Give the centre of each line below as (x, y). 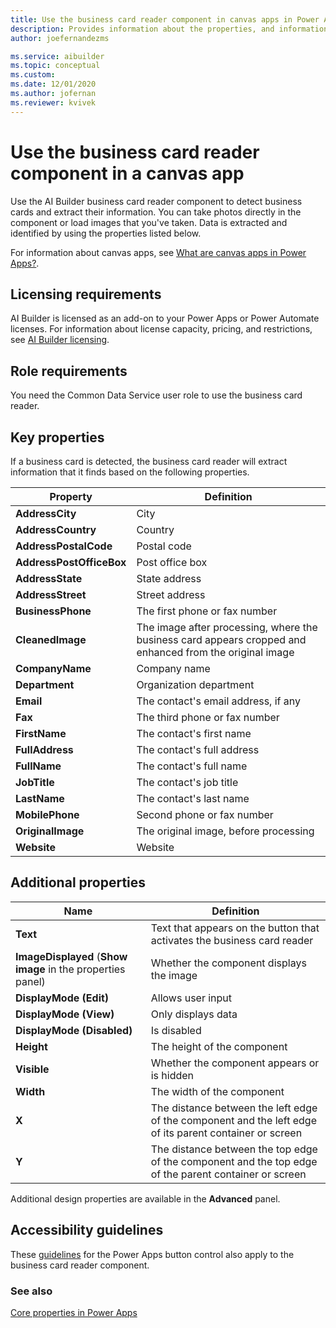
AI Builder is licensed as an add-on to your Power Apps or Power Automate (165, 318)
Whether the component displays (228, 963)
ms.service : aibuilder (57, 56)
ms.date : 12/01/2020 (53, 84)
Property (71, 496)
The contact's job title (187, 782)
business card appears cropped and (221, 639)
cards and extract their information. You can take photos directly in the (156, 212)
